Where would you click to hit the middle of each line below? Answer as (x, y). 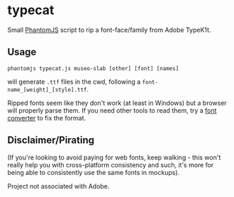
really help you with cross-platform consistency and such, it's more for (111, 164)
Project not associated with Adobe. (58, 186)
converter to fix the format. (47, 118)
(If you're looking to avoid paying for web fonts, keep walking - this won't (114, 157)
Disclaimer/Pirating (51, 140)
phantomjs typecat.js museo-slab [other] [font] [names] (93, 68)
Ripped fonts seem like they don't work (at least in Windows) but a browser (117, 103)
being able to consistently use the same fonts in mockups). (94, 172)
